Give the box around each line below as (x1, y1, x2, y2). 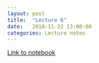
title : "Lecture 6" (7, 17, 68, 24)
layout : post (7, 10, 45, 17)
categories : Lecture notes (7, 29, 86, 37)
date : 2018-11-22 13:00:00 (7, 23, 92, 30)
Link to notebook (7, 48, 56, 57)
